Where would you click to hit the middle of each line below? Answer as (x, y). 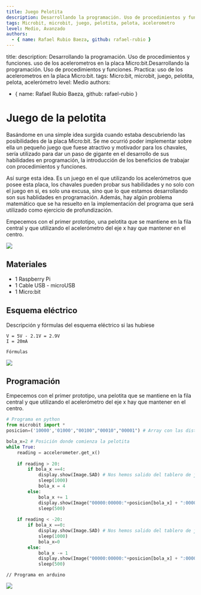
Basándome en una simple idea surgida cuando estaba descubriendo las (96, 134)
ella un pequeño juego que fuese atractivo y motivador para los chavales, (97, 147)
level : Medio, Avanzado (36, 28)
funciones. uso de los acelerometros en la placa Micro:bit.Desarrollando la (98, 63)
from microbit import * (36, 425)
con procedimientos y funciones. (47, 166)
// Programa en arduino (36, 575)
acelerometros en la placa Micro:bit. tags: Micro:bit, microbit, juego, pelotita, (100, 76)
